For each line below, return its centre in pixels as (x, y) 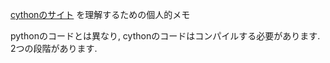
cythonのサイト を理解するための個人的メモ (100, 14)
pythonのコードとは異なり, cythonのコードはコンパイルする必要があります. (165, 36)
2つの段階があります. (54, 48)
